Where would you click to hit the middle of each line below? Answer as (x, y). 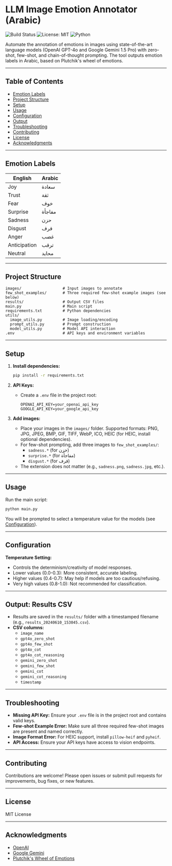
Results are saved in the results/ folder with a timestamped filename (85, 617)
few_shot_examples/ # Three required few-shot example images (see (86, 293)
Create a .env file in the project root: (59, 395)
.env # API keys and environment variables (75, 334)
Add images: (27, 418)
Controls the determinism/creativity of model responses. (72, 567)
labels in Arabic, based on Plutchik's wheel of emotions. (64, 60)
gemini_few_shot (38, 666)
